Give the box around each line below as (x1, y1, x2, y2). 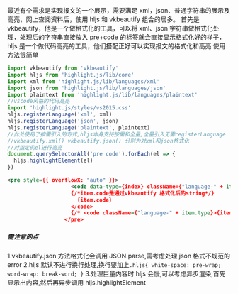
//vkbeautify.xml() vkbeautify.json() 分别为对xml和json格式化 (7, 137, 190, 144)
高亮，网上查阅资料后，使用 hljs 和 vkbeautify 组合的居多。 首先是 (7, 15, 200, 23)
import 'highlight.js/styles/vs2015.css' (7, 104, 132, 111)
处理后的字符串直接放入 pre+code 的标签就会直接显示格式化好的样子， (19, 33, 226, 41)
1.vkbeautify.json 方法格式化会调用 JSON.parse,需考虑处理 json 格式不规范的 (7, 251, 231, 261)
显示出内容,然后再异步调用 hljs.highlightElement (7, 278, 147, 287)
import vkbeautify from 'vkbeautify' (7, 65, 119, 72)
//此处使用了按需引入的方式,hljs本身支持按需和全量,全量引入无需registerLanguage (7, 131, 226, 138)
